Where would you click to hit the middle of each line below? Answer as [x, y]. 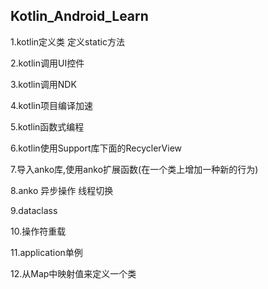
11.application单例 [46, 252]
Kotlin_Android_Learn [79, 16]
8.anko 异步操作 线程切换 [62, 190]
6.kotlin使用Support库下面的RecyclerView [96, 148]
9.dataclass [34, 210]
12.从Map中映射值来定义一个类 [73, 273]
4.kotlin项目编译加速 [52, 105]
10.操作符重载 [38, 231]
